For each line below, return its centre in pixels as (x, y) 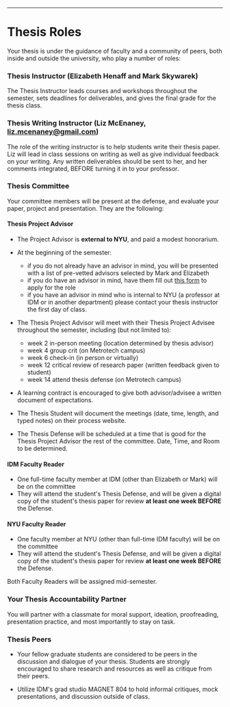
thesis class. (25, 105)
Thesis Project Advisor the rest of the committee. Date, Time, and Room (118, 441)
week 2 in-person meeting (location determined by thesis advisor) (120, 344)
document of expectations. (55, 400)
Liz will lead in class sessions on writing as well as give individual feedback (113, 154)
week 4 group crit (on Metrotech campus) (86, 350)
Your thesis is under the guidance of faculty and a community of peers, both (115, 51)
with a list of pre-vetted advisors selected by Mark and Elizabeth (118, 273)
